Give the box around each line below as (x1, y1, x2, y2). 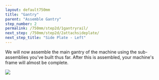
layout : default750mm (5, 7, 50, 12)
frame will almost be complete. (5, 59, 69, 65)
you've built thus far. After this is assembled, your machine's (29, 54, 154, 60)
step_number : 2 (5, 21, 37, 26)
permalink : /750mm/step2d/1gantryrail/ (5, 26, 88, 31)
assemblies (5, 54, 28, 60)
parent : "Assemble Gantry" (5, 16, 61, 21)
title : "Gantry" (5, 12, 39, 17)
